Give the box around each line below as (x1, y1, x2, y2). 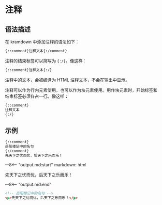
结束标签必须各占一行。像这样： (5, 93, 69, 99)
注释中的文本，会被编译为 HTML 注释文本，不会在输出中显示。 (5, 77, 130, 83)
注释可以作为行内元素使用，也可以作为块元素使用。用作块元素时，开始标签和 (5, 87, 158, 93)
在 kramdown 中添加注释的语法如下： (5, 39, 80, 44)
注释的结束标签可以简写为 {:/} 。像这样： (5, 58, 87, 63)
